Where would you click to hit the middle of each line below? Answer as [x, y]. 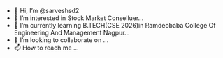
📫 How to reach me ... [46, 48]
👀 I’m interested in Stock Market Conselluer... [79, 18]
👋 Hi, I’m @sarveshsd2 [46, 11]
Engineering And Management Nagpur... [72, 32]
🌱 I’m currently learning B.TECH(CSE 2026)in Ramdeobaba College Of [115, 25]
